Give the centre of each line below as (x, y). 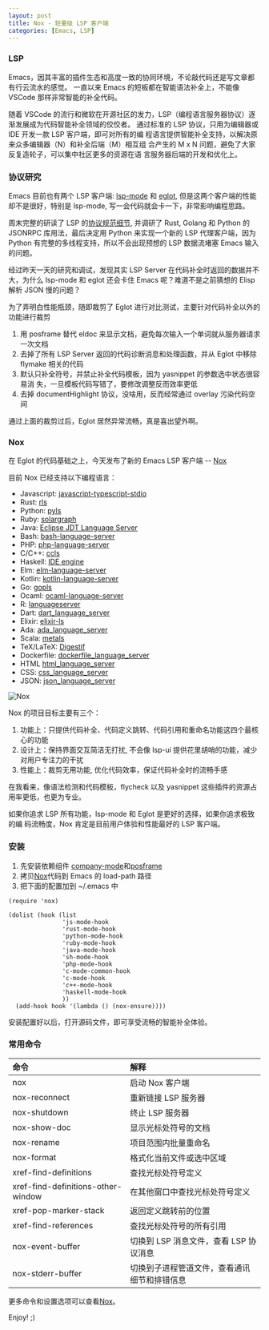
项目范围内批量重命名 (170, 1143)
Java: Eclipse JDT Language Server (79, 528)
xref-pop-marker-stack (58, 1210)
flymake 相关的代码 (52, 364)
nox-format (34, 1157)
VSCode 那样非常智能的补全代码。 (65, 97)
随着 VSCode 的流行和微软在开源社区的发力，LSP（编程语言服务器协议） (128, 114)
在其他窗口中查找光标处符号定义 (190, 1191)
